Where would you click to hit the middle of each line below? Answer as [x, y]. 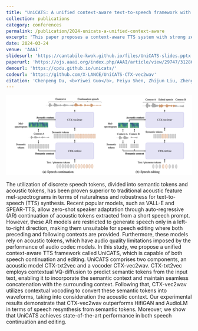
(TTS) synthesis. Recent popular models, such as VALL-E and [100, 203]
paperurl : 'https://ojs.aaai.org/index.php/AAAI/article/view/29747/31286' [101, 62]
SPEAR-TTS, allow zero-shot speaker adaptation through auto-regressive [95, 209]
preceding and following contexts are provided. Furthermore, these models [97, 234]
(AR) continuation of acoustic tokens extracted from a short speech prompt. [98, 215]
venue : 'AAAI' [24, 50]
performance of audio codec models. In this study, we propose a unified [94, 246]
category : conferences [34, 25]
